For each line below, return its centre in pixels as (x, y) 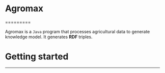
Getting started (37, 57)
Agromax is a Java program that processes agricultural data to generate (78, 31)
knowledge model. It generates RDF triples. (49, 37)
